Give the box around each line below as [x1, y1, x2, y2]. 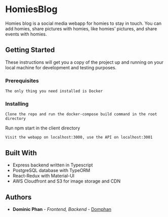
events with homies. [5, 31, 47, 37]
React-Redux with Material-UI [12, 173, 75, 179]
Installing [5, 100, 29, 107]
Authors [5, 193, 32, 201]
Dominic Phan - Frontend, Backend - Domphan [12, 206, 112, 212]
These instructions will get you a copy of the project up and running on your [5, 59, 163, 65]
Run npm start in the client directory [5, 125, 80, 131]
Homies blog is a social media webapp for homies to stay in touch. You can [5, 20, 162, 26]
